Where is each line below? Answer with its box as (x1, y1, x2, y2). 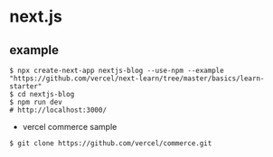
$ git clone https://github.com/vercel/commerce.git (9, 139, 212, 148)
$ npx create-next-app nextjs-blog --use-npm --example (9, 66, 224, 75)
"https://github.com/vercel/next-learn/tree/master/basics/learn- (9, 74, 265, 83)
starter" (9, 82, 42, 91)
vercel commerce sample (22, 122, 118, 132)
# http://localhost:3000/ (9, 106, 107, 115)
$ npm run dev (9, 97, 63, 106)
